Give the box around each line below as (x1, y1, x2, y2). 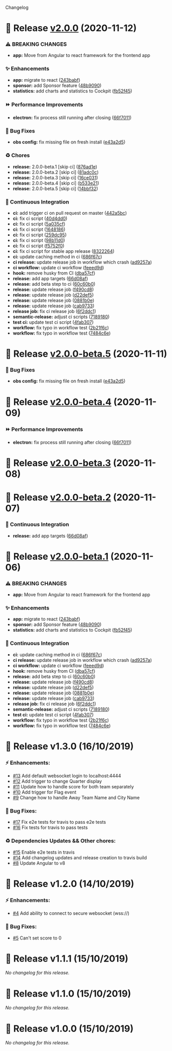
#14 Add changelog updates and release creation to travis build (12, 854, 147, 860)
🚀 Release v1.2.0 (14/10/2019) (5, 878, 135, 890)
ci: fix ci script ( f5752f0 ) (12, 243, 65, 249)
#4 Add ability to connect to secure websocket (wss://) (12, 910, 130, 916)
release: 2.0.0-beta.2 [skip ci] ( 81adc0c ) (12, 169, 99, 175)
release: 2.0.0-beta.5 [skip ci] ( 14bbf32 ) (12, 185, 99, 192)
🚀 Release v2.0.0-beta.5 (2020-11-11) (5, 348, 167, 360)
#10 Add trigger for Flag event (12, 789, 77, 796)
